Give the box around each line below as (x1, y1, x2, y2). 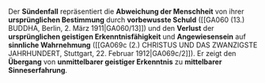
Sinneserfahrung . (8, 66, 68, 74)
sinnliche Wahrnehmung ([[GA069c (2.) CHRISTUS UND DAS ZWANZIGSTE (8, 40, 258, 50)
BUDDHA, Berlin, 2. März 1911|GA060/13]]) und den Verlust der (8, 24, 215, 32)
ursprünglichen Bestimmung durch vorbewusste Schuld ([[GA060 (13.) (8, 15, 245, 25)
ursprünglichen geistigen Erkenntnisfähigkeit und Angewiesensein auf (8, 32, 247, 41)
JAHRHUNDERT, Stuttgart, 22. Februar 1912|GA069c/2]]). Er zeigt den (8, 49, 237, 58)
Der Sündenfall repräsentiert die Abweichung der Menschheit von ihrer (8, 7, 244, 16)
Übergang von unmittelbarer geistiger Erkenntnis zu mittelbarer (8, 57, 222, 66)
